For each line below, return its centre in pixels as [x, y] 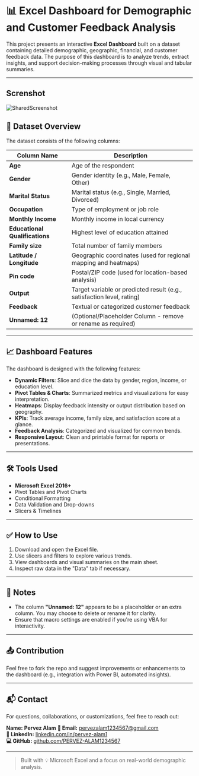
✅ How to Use [32, 535]
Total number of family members [117, 245]
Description [131, 156]
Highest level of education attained [120, 232]
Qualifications [29, 236]
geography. [29, 412]
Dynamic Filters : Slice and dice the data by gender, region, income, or [100, 381]
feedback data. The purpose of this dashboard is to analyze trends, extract [98, 56]
